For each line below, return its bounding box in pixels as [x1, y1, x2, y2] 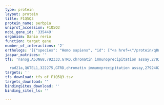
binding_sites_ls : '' [5, 88, 49, 93]
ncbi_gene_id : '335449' [5, 30, 54, 35]
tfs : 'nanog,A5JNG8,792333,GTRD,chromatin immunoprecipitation [5, 57, 137, 62]
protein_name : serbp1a [5, 20, 51, 26]
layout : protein [5, 12, 38, 17]
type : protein [5, 7, 34, 12]
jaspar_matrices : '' [5, 52, 47, 57]
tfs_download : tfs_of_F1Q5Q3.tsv [5, 75, 73, 80]
